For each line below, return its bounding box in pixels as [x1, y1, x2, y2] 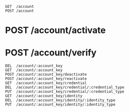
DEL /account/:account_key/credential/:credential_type [5, 85, 125, 90]
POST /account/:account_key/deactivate [5, 72, 87, 77]
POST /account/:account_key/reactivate [5, 76, 87, 82]
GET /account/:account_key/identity [5, 93, 83, 99]
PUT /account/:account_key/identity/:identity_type [5, 102, 116, 107]
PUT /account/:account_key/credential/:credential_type [5, 89, 125, 94]
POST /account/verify [5, 47, 97, 58]
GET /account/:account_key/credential [5, 81, 87, 85]
